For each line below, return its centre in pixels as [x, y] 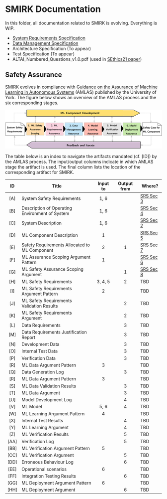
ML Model [32, 407]
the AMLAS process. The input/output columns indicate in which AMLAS [79, 162]
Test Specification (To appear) [43, 54]
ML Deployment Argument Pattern [56, 483]
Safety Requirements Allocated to [56, 245]
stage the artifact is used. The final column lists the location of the [73, 167]
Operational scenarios [44, 469]
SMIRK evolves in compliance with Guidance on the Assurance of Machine [82, 87]
